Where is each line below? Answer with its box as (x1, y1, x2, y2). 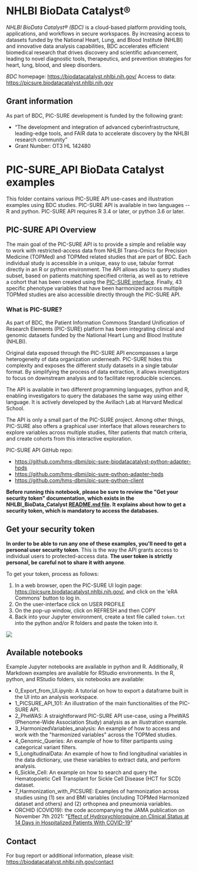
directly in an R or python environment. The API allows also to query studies (6, 265, 191, 273)
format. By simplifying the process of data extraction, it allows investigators (6, 368, 190, 375)
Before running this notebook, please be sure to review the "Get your (6, 488, 179, 495)
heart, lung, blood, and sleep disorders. (6, 61, 102, 69)
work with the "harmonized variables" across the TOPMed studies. (14, 731, 177, 739)
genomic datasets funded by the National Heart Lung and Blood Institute (6, 331, 182, 338)
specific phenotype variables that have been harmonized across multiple (6, 284, 183, 292)
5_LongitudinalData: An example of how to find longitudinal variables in (14, 750, 188, 757)
